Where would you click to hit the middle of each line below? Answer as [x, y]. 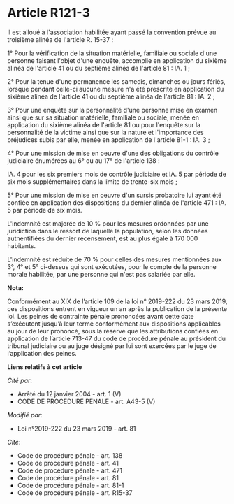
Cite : [14, 442]
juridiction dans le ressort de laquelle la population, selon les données [108, 231]
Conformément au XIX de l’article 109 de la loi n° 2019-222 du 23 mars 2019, [117, 301]
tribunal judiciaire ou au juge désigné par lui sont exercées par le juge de [112, 346]
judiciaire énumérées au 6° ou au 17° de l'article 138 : [83, 160]
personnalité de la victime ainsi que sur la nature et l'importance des [105, 132]
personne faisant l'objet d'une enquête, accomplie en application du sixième [117, 60]
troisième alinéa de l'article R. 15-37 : [60, 39]
